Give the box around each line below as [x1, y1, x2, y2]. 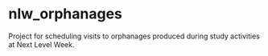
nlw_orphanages [8, 5, 123, 23]
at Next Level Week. [8, 39, 75, 49]
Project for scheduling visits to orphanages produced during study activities [8, 31, 260, 41]
